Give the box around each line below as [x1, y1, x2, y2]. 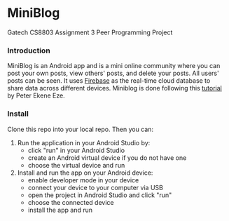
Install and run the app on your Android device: [17, 168, 153, 177]
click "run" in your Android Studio [27, 146, 125, 154]
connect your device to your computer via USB [27, 183, 163, 192]
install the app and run [27, 206, 93, 214]
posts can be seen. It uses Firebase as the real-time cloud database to [7, 76, 211, 85]
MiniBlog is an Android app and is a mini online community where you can [7, 62, 221, 70]
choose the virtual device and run [27, 161, 125, 169]
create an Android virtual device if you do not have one [27, 153, 187, 162]
